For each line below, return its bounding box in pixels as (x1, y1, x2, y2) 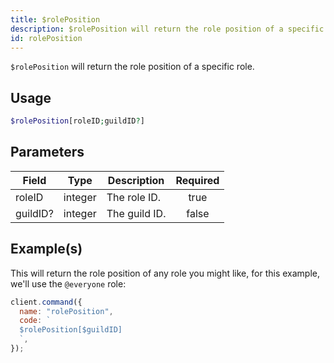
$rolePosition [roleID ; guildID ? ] (10, 116, 145, 126)
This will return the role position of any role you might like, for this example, (10, 267, 320, 279)
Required (175, 173, 220, 187)
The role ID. (106, 190, 162, 204)
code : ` (19, 316, 52, 326)
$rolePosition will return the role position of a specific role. (10, 61, 255, 73)
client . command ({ (10, 297, 83, 307)
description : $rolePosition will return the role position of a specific (10, 24, 325, 34)
